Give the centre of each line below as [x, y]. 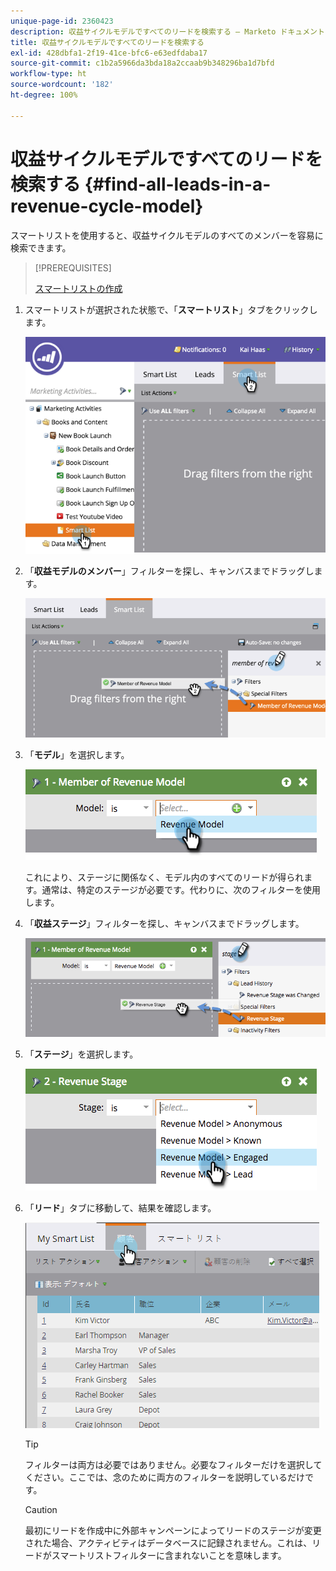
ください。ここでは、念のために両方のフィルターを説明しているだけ [165, 1477]
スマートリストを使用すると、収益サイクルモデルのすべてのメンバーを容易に [167, 235]
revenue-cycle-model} [107, 206]
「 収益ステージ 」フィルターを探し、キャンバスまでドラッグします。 [164, 924]
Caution [41, 1510]
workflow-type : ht [48, 74]
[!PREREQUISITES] [73, 267]
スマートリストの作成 [78, 288]
